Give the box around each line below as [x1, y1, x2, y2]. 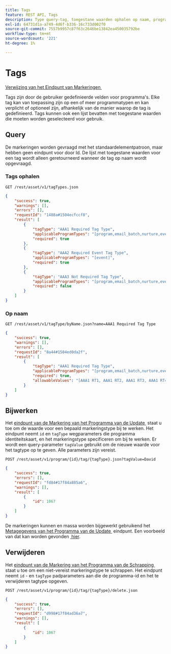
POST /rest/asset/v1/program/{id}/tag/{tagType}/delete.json [5, 588, 138, 593]
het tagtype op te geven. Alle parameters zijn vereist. [5, 447, 117, 453]
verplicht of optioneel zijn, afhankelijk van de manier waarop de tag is [5, 105, 151, 111]
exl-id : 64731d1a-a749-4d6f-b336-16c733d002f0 [5, 21, 106, 27]
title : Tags [5, 7, 31, 13]
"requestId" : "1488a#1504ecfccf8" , [14, 212, 90, 217]
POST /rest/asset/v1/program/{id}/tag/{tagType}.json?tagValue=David [5, 457, 156, 462]
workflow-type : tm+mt [5, 31, 51, 36]
